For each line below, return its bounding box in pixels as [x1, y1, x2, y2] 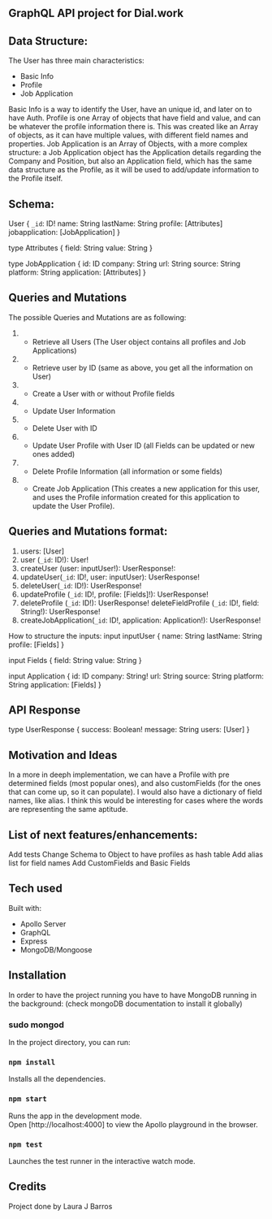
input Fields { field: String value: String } [8, 655, 142, 665]
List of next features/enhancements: [8, 828, 198, 842]
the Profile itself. [8, 174, 63, 184]
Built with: [8, 903, 42, 913]
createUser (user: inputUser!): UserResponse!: [19, 563, 176, 573]
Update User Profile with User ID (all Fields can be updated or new [32, 440, 256, 450]
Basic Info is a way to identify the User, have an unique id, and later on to [8, 105, 253, 115]
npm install [8, 1057, 56, 1067]
